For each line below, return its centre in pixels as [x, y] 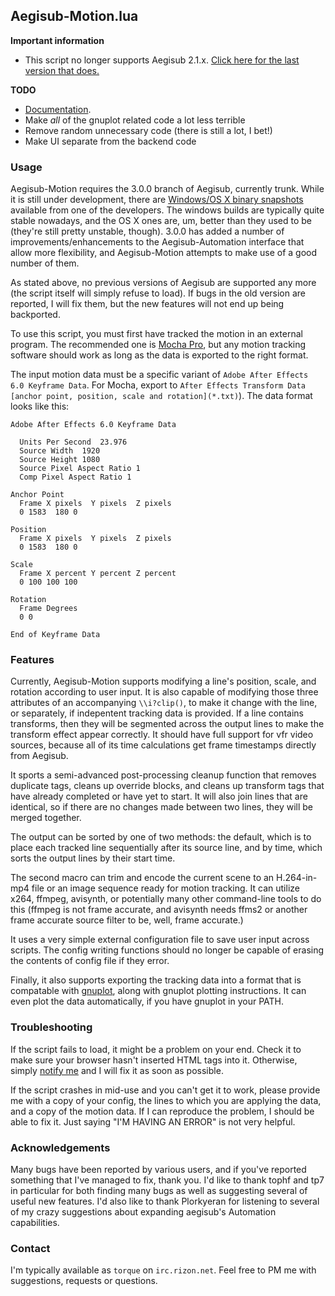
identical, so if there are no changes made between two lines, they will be [162, 807]
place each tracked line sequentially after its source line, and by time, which [166, 848]
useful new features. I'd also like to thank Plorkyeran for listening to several [165, 1201]
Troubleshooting [51, 1027]
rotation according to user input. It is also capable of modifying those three [164, 692]
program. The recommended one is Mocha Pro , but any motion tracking [158, 345]
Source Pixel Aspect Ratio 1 [80, 469]
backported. [35, 315]
